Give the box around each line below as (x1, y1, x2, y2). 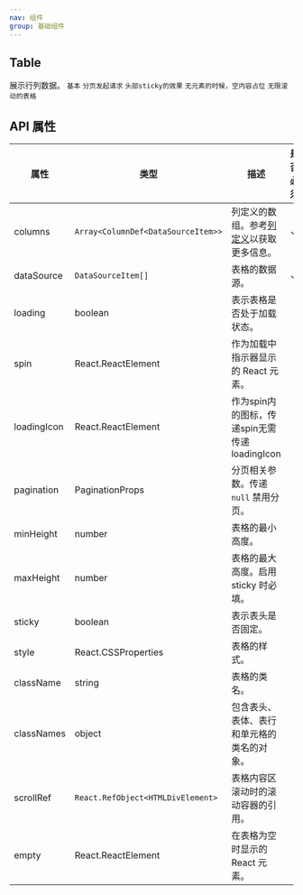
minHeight (14, 528, 58, 540)
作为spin (231, 395, 268, 408)
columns (14, 226, 50, 238)
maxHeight (14, 572, 60, 585)
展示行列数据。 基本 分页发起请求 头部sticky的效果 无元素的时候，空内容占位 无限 (9, 80, 281, 91)
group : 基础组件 (9, 22, 65, 31)
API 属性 (9, 118, 57, 134)
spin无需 (240, 422, 277, 435)
